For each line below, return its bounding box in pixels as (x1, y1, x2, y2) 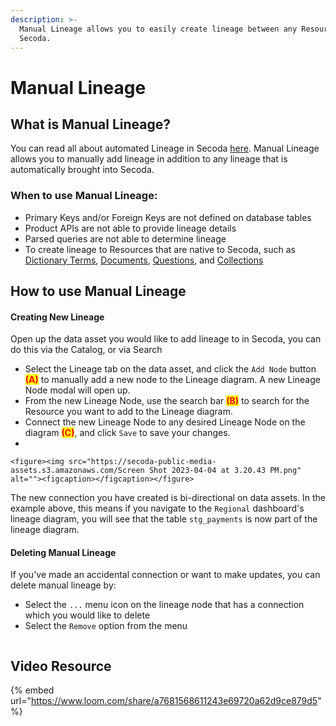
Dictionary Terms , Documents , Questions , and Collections (24, 254, 264, 266)
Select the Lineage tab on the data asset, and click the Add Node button (24, 363, 317, 375)
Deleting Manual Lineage (10, 546, 117, 558)
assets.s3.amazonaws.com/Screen (10, 466, 145, 476)
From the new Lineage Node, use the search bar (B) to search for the (24, 395, 310, 407)
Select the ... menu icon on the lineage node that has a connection (24, 599, 305, 611)
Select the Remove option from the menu (24, 620, 188, 632)
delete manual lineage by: (10, 579, 117, 591)
